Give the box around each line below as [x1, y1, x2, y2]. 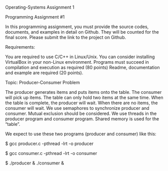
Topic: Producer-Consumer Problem [5, 80, 80, 85]
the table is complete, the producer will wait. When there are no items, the [5, 100, 158, 106]
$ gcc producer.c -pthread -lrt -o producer [5, 140, 94, 146]
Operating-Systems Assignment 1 [5, 5, 74, 10]
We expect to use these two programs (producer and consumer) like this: [5, 131, 156, 137]
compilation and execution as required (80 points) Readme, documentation [5, 65, 160, 70]
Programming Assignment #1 [5, 14, 65, 20]
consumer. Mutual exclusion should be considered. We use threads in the [5, 110, 157, 116]
